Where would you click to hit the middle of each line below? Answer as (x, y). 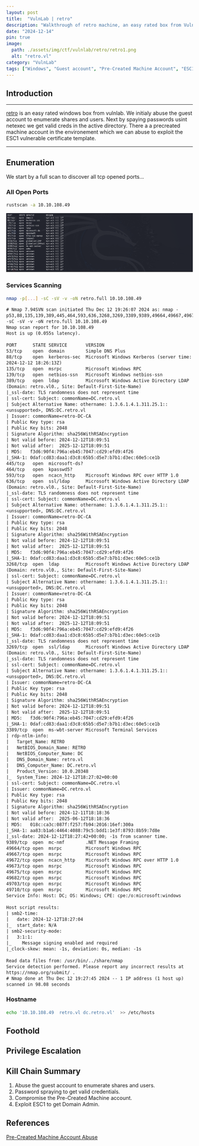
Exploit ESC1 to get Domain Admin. (57, 1105)
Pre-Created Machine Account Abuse (52, 1137)
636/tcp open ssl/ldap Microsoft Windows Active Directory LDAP (98, 482)
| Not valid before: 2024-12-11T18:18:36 (58, 813)
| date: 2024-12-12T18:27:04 (45, 920)
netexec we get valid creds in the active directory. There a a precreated (93, 126)
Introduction (30, 93)
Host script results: (33, 908)
